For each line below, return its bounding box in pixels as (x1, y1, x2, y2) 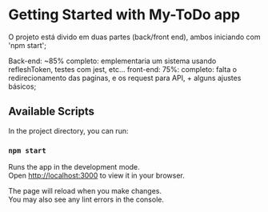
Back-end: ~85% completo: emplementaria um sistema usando (8, 56, 217, 66)
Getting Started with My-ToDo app (8, 6, 241, 24)
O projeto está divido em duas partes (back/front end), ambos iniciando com (8, 32, 261, 42)
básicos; (8, 82, 37, 91)
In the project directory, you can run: (8, 126, 129, 135)
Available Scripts (8, 105, 94, 118)
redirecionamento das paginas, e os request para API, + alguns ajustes (8, 73, 242, 82)
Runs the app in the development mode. (8, 162, 140, 172)
